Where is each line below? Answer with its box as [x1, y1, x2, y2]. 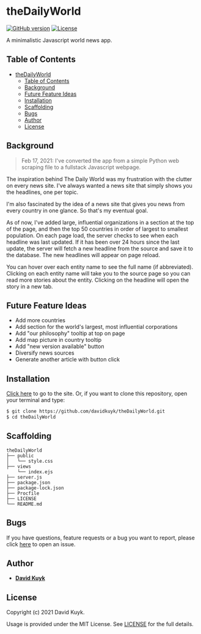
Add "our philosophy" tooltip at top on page [15, 330, 125, 337]
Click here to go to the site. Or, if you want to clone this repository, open [6, 390, 188, 397]
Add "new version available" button [15, 342, 104, 350]
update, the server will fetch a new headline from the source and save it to [6, 244, 194, 252]
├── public [6, 452, 34, 458]
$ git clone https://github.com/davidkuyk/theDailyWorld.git [6, 408, 166, 415]
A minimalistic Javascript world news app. [6, 36, 112, 44]
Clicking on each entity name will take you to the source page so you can [6, 269, 191, 277]
